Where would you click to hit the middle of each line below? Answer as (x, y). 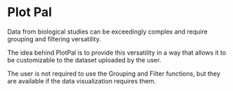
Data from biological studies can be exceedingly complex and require (108, 31)
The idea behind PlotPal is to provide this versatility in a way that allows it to (117, 52)
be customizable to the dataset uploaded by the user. (84, 59)
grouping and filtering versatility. (54, 38)
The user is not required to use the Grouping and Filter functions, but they (114, 73)
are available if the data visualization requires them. (82, 80)
